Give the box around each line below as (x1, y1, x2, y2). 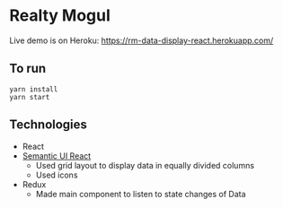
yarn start (9, 92, 50, 101)
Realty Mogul (9, 5, 111, 26)
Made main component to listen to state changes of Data (35, 188, 246, 199)
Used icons (35, 169, 78, 180)
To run (9, 61, 47, 76)
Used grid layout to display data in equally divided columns (35, 160, 254, 170)
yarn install (9, 84, 58, 94)
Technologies (9, 117, 88, 133)
